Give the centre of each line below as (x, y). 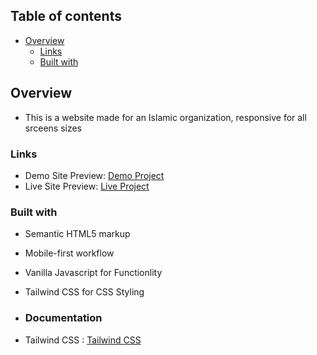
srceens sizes (53, 128)
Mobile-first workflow (69, 253)
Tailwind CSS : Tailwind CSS (83, 340)
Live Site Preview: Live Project (87, 186)
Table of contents (66, 16)
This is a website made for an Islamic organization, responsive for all (165, 117)
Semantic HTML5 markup (77, 234)
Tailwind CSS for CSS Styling (84, 292)
